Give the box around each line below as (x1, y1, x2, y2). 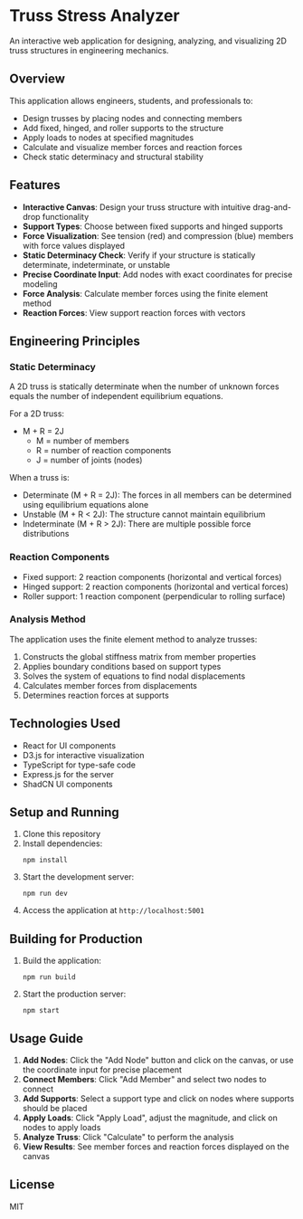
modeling (22, 278, 58, 290)
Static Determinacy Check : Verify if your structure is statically (22, 250, 256, 261)
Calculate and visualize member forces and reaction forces (22, 141, 242, 152)
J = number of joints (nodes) (35, 454, 143, 466)
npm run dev (22, 889, 68, 899)
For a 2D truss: (9, 408, 65, 419)
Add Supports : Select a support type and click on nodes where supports (22, 1093, 295, 1104)
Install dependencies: (22, 838, 103, 849)
